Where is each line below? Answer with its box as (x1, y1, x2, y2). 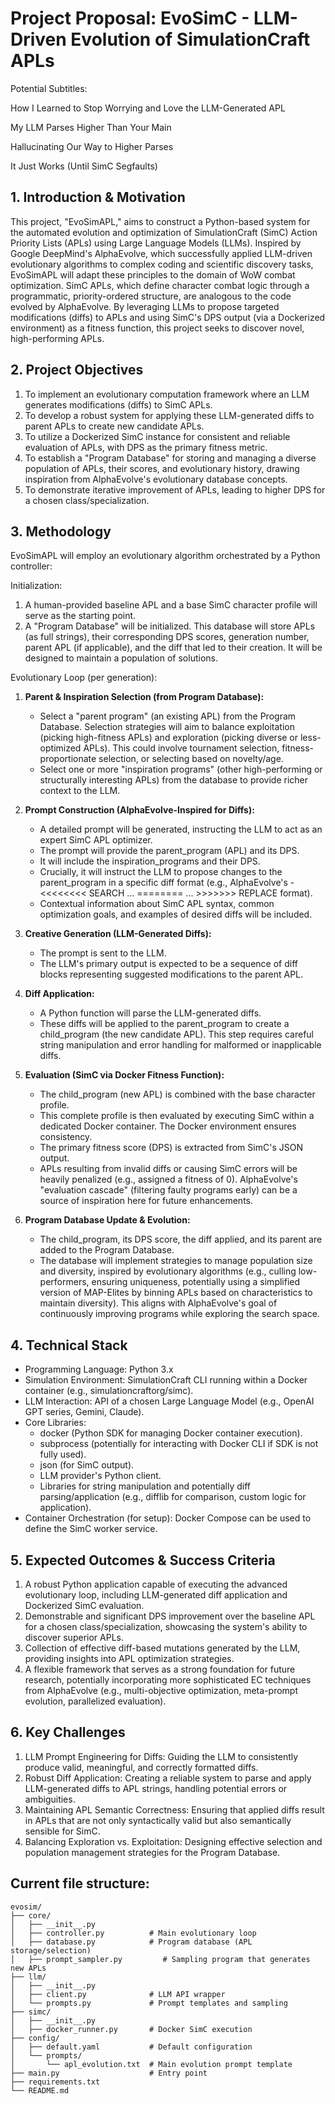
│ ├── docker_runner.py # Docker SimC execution (10, 2024, 253, 2034)
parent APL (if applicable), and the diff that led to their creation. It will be (24, 642, 323, 654)
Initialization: (10, 580, 63, 592)
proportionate (39, 753, 97, 765)
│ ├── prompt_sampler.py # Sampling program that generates (10, 1954, 311, 1964)
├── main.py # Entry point (10, 2068, 208, 2078)
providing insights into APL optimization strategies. (24, 1653, 235, 1664)
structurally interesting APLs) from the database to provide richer (39, 774, 309, 786)
